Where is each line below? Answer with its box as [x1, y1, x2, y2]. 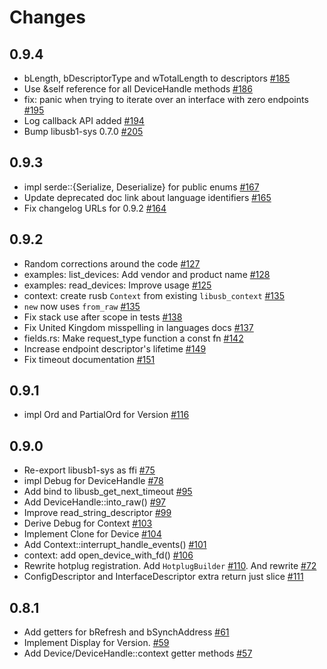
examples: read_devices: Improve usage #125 [23, 279, 212, 291]
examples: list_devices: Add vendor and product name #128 [23, 268, 271, 280]
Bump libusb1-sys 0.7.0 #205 [23, 126, 144, 137]
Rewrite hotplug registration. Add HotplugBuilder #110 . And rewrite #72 [23, 560, 317, 572]
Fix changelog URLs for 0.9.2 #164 [23, 202, 167, 214]
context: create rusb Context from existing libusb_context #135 [23, 289, 286, 301]
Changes [9, 6, 86, 29]
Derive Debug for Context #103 [23, 517, 153, 530]
